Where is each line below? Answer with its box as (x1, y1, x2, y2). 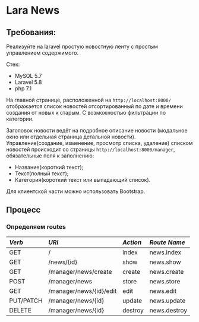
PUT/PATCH (9, 296, 43, 305)
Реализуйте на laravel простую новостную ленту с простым (6, 43, 159, 50)
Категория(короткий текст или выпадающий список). (14, 176, 151, 183)
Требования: (6, 27, 56, 37)
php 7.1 (14, 85, 31, 92)
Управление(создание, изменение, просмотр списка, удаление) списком (6, 140, 193, 146)
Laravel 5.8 (14, 78, 42, 86)
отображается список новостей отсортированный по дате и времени (6, 103, 183, 110)
